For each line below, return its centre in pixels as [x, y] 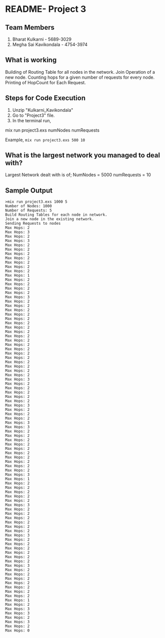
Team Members [30, 27]
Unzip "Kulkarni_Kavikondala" [43, 110]
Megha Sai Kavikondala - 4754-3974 [50, 45]
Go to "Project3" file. [33, 115]
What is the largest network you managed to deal [82, 155]
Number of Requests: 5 [28, 211]
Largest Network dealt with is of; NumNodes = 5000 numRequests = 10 [78, 175]
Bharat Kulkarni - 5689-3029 [42, 39]
